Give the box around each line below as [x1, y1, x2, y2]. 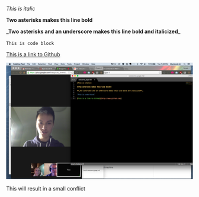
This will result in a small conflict [6, 185, 86, 192]
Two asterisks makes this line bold [6, 17, 93, 23]
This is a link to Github [6, 51, 60, 58]
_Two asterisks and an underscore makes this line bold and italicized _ [6, 28, 181, 35]
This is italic [6, 5, 36, 12]
